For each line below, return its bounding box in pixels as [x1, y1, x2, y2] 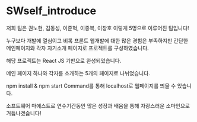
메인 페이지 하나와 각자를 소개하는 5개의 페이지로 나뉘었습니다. [6, 69, 150, 76]
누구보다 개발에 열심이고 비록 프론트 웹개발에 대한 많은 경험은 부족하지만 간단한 [6, 37, 189, 44]
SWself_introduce [6, 4, 97, 18]
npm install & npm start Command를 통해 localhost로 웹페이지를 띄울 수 [6, 82, 176, 89]
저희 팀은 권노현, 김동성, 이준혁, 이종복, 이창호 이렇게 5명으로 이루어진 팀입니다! [6, 24, 189, 31]
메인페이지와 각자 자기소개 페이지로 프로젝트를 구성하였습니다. [6, 44, 150, 52]
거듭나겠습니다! [6, 110, 42, 117]
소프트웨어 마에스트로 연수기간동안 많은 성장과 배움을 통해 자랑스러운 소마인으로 [6, 102, 190, 109]
